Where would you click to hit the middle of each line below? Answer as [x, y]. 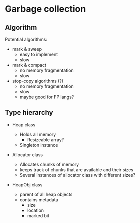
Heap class [24, 125]
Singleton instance [39, 145]
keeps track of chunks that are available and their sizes [76, 170]
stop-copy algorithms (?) [38, 81]
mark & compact [29, 65]
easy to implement [39, 54]
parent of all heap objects [46, 194]
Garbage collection [46, 9]
